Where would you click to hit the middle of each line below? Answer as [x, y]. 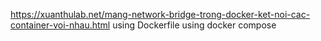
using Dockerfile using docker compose [194, 25]
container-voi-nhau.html [60, 25]
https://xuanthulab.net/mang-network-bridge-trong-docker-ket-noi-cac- [160, 14]
